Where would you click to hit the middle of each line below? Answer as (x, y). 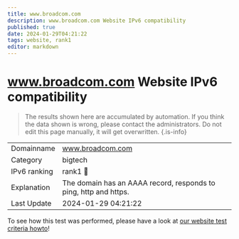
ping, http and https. (96, 191)
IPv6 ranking (32, 171)
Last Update (31, 203)
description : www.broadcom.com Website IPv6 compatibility (97, 21)
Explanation (31, 187)
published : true (31, 27)
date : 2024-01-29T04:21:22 (47, 34)
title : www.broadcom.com (44, 14)
